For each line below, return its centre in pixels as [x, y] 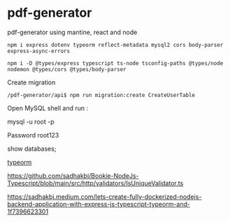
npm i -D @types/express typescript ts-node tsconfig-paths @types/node [115, 63]
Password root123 [33, 135]
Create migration [31, 82]
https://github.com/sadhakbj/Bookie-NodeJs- [73, 175]
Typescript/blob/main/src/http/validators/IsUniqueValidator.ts [95, 183]
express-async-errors [39, 51]
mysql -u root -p [31, 121]
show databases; [32, 149]
